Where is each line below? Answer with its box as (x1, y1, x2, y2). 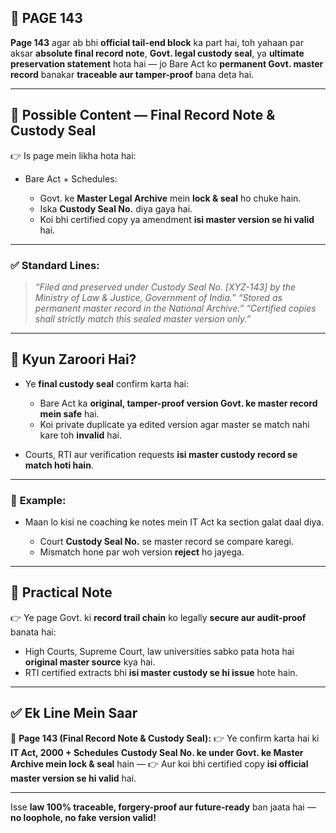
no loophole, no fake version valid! (10, 811, 157, 823)
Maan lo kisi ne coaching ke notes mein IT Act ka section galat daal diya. (24, 516, 325, 528)
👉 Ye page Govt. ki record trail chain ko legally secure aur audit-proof (10, 611, 307, 623)
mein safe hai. (39, 407, 100, 420)
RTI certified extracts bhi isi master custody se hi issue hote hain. (24, 666, 298, 678)
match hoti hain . (24, 459, 94, 471)
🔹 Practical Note (10, 584, 113, 601)
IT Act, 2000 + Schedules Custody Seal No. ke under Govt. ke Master (10, 746, 304, 758)
